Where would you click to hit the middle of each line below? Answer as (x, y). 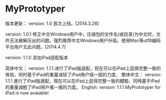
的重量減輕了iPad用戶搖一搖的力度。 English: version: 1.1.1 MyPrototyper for (83, 87)
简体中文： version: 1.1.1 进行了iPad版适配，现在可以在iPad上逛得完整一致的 (83, 68)
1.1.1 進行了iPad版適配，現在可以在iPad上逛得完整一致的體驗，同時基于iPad (82, 81)
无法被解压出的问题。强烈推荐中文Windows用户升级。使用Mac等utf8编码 (85, 40)
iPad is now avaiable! (27, 93)
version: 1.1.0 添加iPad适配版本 (37, 57)
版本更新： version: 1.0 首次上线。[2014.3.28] (52, 23)
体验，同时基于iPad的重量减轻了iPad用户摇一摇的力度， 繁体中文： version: (83, 74)
